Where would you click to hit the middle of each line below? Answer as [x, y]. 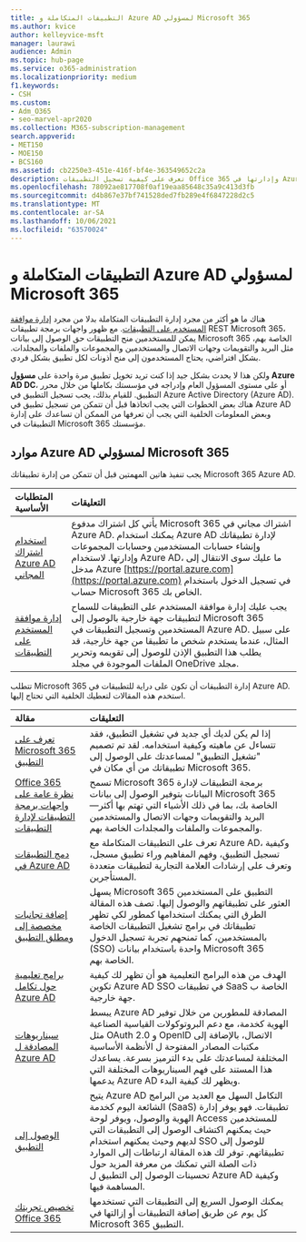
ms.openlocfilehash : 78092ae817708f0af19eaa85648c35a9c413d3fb [133, 188]
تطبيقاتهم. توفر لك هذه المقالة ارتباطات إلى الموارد [187, 1153]
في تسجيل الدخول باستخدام [237, 581]
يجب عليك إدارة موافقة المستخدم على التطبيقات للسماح [179, 606]
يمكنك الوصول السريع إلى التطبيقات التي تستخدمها [187, 1201]
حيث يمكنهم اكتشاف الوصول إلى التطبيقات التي [180, 1130]
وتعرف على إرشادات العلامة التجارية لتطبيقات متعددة [191, 866]
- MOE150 [27, 153]
